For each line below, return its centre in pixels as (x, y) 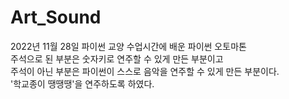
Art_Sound (56, 17)
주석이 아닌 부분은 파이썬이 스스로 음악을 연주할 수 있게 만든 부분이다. (145, 71)
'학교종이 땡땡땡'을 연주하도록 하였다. (82, 83)
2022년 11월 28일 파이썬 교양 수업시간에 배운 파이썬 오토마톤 (128, 46)
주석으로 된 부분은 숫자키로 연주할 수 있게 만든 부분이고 (117, 58)
